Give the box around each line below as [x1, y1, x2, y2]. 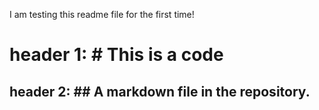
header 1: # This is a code [9, 44, 224, 66]
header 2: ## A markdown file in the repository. [9, 83, 311, 100]
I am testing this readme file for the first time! [9, 9, 195, 20]
